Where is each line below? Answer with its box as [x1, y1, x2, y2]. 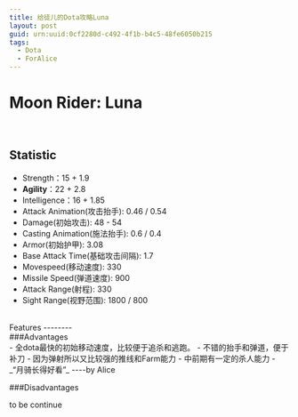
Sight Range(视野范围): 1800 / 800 [21, 294, 149, 305]
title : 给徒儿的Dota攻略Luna [9, 12, 109, 22]
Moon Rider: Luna [9, 92, 143, 113]
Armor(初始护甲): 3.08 [21, 239, 104, 250]
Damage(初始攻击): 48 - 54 [21, 217, 123, 228]
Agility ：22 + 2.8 [21, 183, 86, 194]
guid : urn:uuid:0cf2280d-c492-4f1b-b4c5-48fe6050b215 [9, 29, 213, 38]
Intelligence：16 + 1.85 [21, 195, 105, 205]
